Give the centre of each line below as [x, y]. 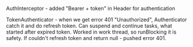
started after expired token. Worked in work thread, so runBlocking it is [91, 32]
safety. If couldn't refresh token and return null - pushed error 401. [86, 38]
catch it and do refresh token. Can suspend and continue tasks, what [89, 26]
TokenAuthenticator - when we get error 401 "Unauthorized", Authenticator [96, 19]
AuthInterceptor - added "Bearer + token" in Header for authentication [91, 8]
